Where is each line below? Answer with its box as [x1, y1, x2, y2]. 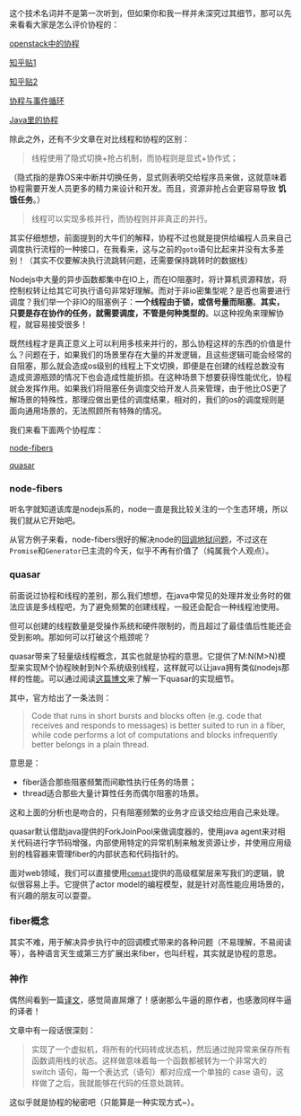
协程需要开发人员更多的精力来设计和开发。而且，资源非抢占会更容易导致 [9, 183, 276, 193]
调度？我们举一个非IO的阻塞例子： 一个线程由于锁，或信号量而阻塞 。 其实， [9, 297, 285, 307]
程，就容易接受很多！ [9, 319, 88, 330]
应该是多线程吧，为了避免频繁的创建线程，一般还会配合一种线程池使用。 [16, 601, 284, 612]
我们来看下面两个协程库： [9, 425, 104, 435]
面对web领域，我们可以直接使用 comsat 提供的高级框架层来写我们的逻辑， [9, 867, 277, 878]
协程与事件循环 [9, 95, 64, 106]
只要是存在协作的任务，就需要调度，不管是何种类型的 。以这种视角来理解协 [9, 308, 284, 318]
